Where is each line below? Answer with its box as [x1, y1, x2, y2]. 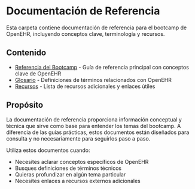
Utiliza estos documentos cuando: [6, 147, 90, 154]
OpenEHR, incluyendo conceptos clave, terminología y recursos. [6, 30, 165, 37]
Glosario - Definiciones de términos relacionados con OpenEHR [14, 76, 172, 83]
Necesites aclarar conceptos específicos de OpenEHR [14, 158, 149, 165]
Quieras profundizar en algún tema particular [14, 170, 126, 178]
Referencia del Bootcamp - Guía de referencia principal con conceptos [14, 63, 190, 71]
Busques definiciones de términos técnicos [14, 164, 121, 172]
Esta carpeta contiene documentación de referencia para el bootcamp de [6, 24, 187, 31]
